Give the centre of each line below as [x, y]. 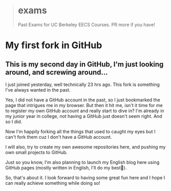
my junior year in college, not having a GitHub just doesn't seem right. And [84, 116]
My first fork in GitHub [54, 45]
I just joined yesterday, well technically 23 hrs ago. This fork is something [83, 84]
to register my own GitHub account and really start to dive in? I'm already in [85, 111]
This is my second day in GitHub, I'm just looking [84, 64]
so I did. [14, 121]
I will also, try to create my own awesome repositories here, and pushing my [85, 147]
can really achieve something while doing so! [53, 183]
